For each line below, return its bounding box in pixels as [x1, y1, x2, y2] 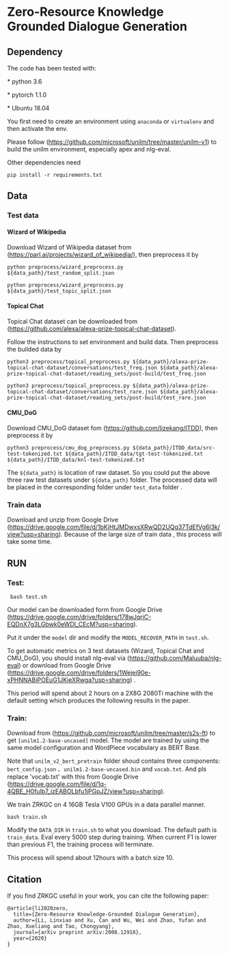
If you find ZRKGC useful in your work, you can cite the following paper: [7, 892, 209, 900]
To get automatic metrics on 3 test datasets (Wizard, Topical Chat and [7, 646, 204, 655]
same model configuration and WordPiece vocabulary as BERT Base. [7, 744, 202, 752]
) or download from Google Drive [18, 661, 111, 669]
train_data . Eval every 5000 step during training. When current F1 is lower [7, 833, 217, 842]
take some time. [7, 537, 53, 546]
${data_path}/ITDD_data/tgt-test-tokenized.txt [65, 450, 204, 457]
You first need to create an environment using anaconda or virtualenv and [7, 117, 214, 125]
